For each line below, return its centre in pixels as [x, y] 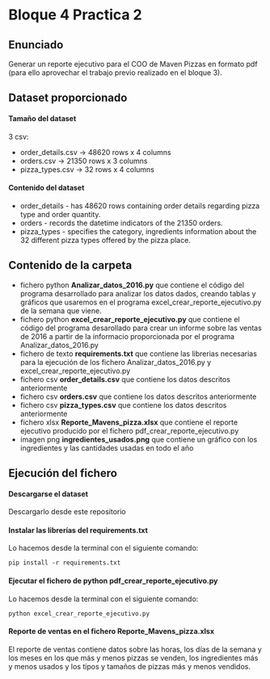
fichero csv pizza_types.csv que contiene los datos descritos [123, 404]
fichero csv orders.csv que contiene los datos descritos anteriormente [138, 396]
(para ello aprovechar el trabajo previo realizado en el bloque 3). [115, 73]
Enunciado [36, 45]
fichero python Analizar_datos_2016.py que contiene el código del [132, 285]
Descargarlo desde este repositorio [67, 512]
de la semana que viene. [61, 310]
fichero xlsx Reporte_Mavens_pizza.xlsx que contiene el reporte [129, 422]
